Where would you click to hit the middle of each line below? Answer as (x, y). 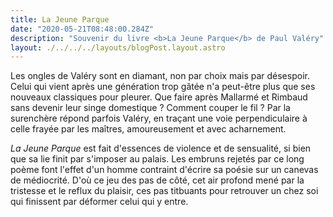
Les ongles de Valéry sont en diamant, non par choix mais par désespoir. (160, 76)
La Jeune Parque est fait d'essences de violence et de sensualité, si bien (161, 148)
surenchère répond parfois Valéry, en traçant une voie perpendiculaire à (159, 118)
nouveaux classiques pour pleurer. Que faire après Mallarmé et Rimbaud (159, 97)
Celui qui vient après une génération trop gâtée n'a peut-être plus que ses (163, 87)
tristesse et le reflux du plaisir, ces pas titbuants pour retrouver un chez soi (164, 191)
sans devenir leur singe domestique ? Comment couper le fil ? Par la (150, 108)
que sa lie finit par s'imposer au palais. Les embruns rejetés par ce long (157, 159)
